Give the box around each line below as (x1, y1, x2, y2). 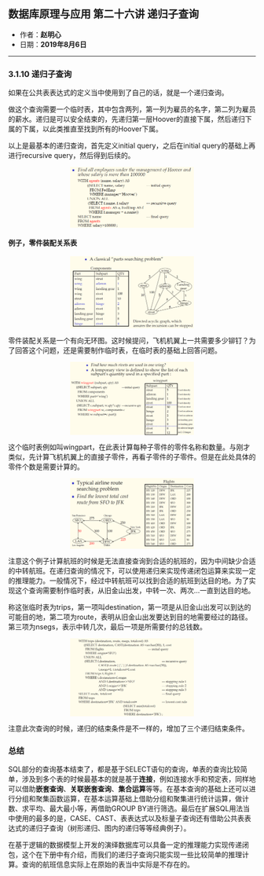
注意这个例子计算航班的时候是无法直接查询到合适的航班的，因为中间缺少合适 (8, 556, 256, 566)
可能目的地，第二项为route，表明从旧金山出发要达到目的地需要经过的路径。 (8, 612, 253, 622)
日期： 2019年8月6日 (19, 39, 87, 49)
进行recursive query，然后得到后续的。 (8, 151, 135, 160)
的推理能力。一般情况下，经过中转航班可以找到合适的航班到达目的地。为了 (8, 576, 249, 585)
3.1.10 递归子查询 (8, 68, 72, 79)
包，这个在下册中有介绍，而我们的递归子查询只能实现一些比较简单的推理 (8, 850, 242, 860)
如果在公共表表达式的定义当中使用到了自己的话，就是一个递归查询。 (8, 88, 229, 97)
